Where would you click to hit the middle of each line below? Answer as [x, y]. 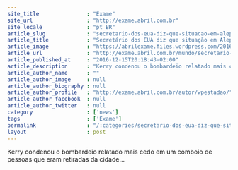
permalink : [49, 125]
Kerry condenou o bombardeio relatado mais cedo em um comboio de [110, 152]
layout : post [57, 132]
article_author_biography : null [57, 86]
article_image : [49, 47]
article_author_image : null [57, 79]
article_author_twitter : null [57, 106]
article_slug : [49, 34]
